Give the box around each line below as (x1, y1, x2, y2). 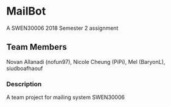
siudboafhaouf (6, 64, 43, 72)
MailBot (6, 4, 46, 18)
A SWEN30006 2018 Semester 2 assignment (6, 24, 119, 32)
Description (6, 80, 42, 88)
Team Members (6, 42, 67, 52)
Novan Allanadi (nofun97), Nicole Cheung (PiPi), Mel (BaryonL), (6, 58, 166, 65)
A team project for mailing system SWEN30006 (6, 94, 125, 101)
